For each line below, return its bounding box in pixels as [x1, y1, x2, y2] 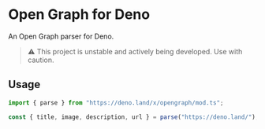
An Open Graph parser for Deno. [8, 31, 114, 41]
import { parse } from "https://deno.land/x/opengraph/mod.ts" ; [8, 98, 224, 107]
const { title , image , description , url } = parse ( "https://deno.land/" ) [8, 112, 256, 121]
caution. [27, 55, 54, 64]
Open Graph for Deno [8, 6, 151, 24]
